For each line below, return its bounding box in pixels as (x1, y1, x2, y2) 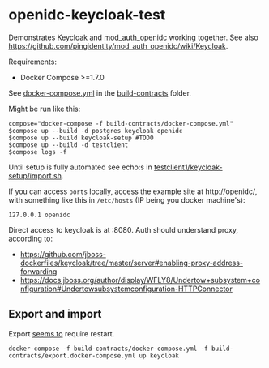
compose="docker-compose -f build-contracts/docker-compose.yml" (8, 119, 233, 127)
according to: (8, 233, 53, 243)
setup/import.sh (8, 170, 62, 180)
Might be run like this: (8, 104, 81, 113)
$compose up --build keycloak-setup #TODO (8, 134, 154, 142)
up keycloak (139, 351, 180, 360)
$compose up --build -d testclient (8, 140, 129, 149)
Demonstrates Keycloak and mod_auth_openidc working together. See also (8, 32, 259, 42)
